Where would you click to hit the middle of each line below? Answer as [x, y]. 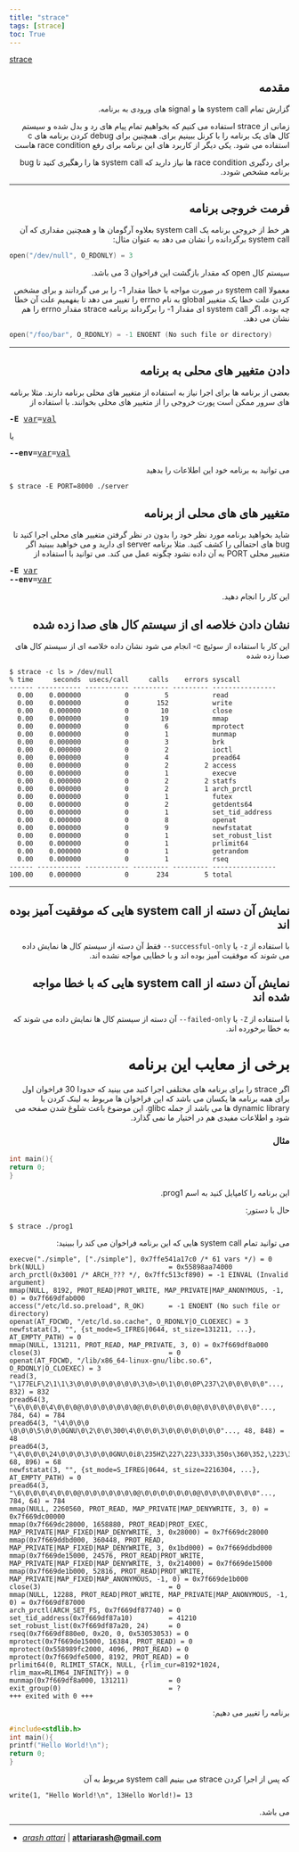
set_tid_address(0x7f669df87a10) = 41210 [103, 1618]
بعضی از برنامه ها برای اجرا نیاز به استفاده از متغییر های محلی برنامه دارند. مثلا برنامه [149, 392]
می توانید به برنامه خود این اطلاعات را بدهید [218, 470]
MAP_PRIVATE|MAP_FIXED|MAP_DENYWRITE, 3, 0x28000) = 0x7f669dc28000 [139, 1532]
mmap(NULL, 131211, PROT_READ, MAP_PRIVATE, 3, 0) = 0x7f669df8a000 [139, 1345]
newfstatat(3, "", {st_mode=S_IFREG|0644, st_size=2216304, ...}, [135, 1469]
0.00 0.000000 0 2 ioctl [125, 750]
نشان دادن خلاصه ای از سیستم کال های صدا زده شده [161, 625]
